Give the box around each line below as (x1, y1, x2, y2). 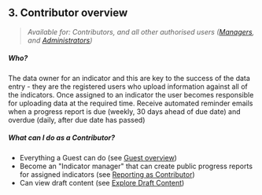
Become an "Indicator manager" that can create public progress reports (19, 161, 253, 171)
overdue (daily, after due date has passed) (8, 115, 146, 124)
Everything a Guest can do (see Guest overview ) (19, 153, 177, 162)
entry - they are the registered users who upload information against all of (8, 82, 248, 91)
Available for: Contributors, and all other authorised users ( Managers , (27, 27, 255, 36)
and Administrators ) (27, 35, 93, 45)
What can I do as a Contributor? (8, 133, 116, 142)
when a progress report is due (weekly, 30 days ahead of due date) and (8, 106, 242, 116)
